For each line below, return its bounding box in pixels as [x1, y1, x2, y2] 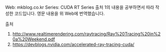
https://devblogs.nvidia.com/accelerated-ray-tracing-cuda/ [12, 42, 135, 47]
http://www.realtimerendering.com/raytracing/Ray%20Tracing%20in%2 [12, 31, 161, 37]
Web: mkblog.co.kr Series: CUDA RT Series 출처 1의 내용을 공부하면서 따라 [5, 4, 155, 10]
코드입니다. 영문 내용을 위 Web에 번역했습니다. [14, 10, 105, 16]
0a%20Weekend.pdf [12, 36, 55, 42]
